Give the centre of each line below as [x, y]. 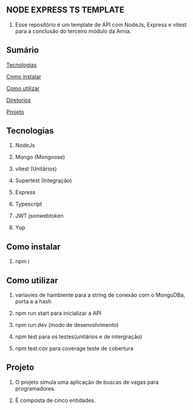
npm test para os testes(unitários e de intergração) [79, 337]
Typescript [29, 204]
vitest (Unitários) [36, 169]
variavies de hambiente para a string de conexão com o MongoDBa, [100, 295]
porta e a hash [33, 301]
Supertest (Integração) [43, 181]
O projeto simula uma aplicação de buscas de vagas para [87, 382]
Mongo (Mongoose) [40, 157]
